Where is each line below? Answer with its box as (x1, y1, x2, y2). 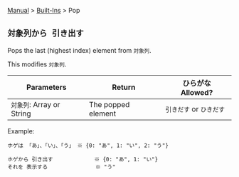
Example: (7, 126, 35, 135)
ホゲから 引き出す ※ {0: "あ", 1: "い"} (7, 156, 159, 163)
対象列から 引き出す (7, 29, 84, 39)
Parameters (26, 82, 67, 92)
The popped (88, 99, 130, 109)
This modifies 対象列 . (7, 60, 67, 69)
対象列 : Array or (11, 99, 60, 109)
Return (112, 82, 136, 92)
